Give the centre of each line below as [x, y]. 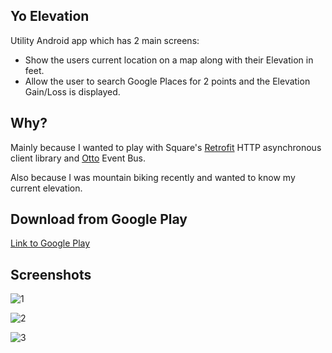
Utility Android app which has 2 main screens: [105, 40]
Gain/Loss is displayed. [72, 91]
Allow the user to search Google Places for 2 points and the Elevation [167, 81]
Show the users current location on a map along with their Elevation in [169, 60]
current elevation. [46, 188]
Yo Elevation [50, 16]
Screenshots [51, 274]
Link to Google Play [50, 243]
